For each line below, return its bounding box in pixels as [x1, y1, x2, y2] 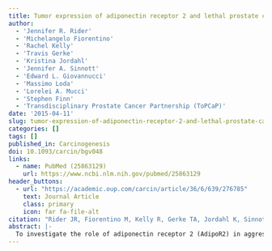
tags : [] [8, 132, 38, 140]
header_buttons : [8, 177, 63, 186]
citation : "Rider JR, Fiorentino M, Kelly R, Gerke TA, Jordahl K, [8, 215, 241, 223]
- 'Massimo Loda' [15, 79, 74, 87]
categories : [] [8, 125, 60, 133]
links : [8, 155, 31, 163]
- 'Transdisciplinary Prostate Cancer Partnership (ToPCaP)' [15, 102, 227, 110]
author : [8, 19, 35, 28]
